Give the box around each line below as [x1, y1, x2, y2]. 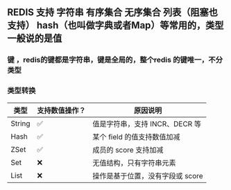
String [10, 119, 31, 128]
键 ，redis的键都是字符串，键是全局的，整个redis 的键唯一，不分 [7, 55, 223, 64]
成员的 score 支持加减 [92, 145, 164, 155]
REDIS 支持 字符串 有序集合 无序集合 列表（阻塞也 [7, 6, 219, 19]
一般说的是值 [7, 33, 62, 44]
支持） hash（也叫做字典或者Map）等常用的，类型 [7, 19, 224, 31]
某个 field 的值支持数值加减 [92, 132, 180, 141]
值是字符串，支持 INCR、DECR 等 [92, 119, 201, 128]
